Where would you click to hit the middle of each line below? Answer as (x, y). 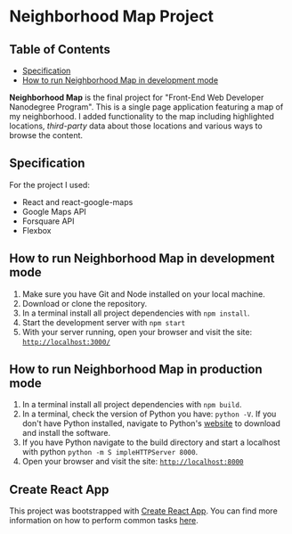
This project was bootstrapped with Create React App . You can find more (143, 511)
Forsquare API (48, 221)
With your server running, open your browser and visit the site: (137, 332)
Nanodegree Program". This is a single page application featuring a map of (146, 107)
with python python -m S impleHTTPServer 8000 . (110, 452)
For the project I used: (50, 185)
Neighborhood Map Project (112, 16)
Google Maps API (54, 211)
